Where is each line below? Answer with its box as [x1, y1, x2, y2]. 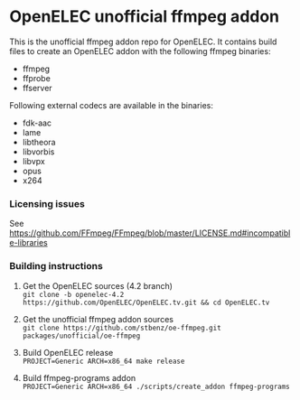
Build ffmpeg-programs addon [22, 372, 136, 383]
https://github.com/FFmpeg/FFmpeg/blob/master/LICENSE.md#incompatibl [9, 228, 291, 238]
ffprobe [22, 72, 52, 83]
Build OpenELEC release [22, 347, 114, 358]
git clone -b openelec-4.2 [22, 290, 125, 299]
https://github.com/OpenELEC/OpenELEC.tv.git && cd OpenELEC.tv [22, 298, 270, 307]
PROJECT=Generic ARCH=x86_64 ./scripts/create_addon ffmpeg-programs [22, 382, 291, 391]
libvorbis [22, 146, 55, 157]
